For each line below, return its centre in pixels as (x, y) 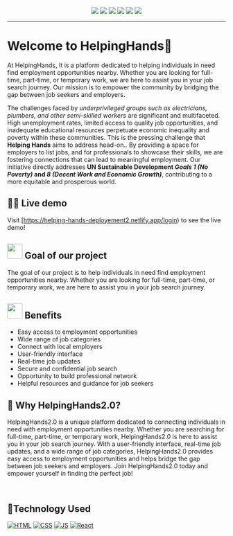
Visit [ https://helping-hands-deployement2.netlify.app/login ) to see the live (114, 220)
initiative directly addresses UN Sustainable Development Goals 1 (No (108, 167)
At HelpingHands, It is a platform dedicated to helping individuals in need (111, 65)
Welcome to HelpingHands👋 (90, 46)
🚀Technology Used (49, 509)
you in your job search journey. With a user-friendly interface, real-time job (114, 444)
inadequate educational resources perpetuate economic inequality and (108, 130)
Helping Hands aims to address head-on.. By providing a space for (103, 145)
